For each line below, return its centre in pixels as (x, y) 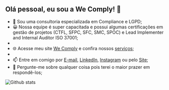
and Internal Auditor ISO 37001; (45, 37)
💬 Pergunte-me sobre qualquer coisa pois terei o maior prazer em (81, 67)
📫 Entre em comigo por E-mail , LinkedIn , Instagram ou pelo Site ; (80, 60)
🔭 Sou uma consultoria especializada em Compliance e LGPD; (77, 21)
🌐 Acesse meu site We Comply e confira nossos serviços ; (73, 48)
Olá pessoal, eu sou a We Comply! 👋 (63, 9)
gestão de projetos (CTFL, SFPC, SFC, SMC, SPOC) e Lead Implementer (88, 32)
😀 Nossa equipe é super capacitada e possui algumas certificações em (88, 27)
